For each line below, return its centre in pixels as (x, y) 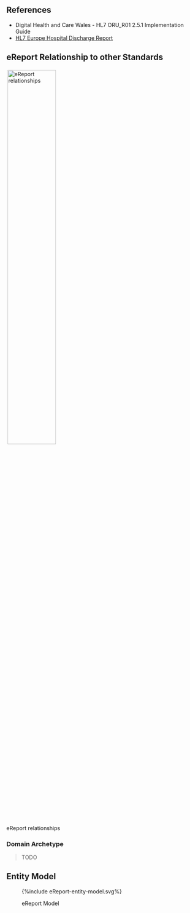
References (29, 10)
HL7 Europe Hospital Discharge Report (64, 38)
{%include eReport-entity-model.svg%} (72, 891)
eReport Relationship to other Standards (85, 57)
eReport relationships (33, 828)
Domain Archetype (35, 844)
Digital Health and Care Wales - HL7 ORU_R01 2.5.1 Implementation (99, 25)
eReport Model (40, 903)
